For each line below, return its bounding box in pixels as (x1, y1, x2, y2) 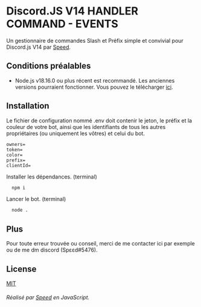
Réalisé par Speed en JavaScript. (6, 294, 90, 301)
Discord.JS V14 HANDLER (6, 4, 139, 18)
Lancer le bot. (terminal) (6, 195, 66, 203)
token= (6, 147, 23, 153)
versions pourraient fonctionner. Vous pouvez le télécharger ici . (14, 83, 173, 90)
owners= (6, 141, 26, 147)
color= (6, 152, 23, 158)
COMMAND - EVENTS (6, 17, 119, 31)
